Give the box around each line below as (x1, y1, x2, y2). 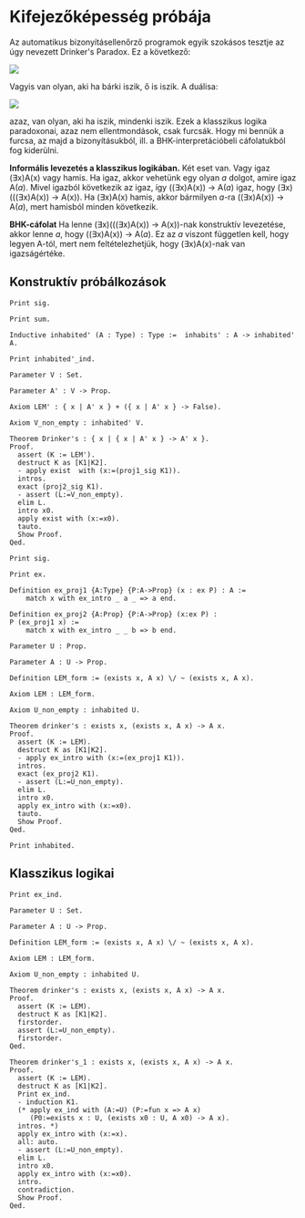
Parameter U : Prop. (9, 641, 88, 651)
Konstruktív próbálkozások (9, 274, 167, 290)
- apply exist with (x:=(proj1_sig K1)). (17, 466, 181, 475)
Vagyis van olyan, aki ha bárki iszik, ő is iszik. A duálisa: (9, 80, 219, 92)
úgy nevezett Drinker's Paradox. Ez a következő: (9, 46, 191, 57)
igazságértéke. (9, 248, 66, 259)
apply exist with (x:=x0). (17, 513, 120, 523)
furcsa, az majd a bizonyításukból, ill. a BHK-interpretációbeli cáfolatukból (9, 135, 286, 146)
